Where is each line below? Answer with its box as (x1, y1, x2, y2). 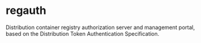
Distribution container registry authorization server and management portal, (5, 24, 195, 31)
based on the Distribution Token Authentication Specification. (5, 30, 160, 37)
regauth (5, 4, 47, 18)
